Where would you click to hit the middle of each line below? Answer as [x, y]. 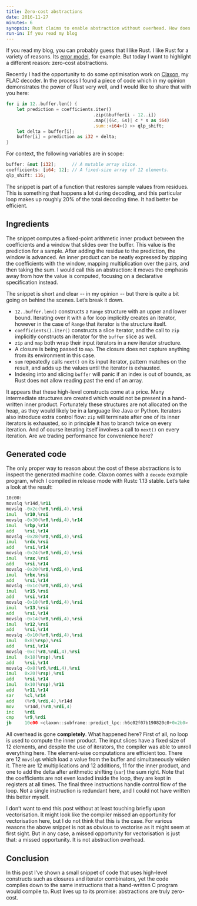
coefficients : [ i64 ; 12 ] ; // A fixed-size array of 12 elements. [88, 170]
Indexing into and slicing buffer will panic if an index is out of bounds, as [103, 374]
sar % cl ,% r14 [26, 695]
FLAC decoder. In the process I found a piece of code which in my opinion [96, 81]
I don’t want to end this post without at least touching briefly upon [86, 809]
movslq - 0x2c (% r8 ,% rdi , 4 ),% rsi [44, 509]
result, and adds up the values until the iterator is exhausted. [88, 368]
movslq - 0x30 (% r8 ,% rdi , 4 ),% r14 [44, 520]
